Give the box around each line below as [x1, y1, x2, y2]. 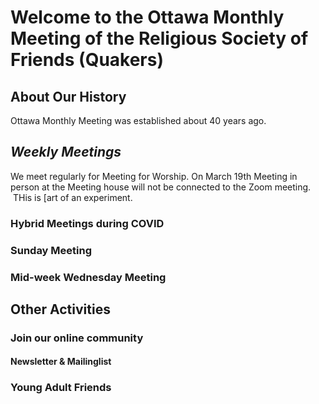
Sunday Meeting [10, 243, 93, 257]
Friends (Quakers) [10, 49, 164, 71]
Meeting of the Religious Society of [10, 27, 309, 50]
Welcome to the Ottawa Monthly [10, 6, 285, 29]
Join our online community [10, 331, 144, 345]
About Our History [10, 88, 127, 105]
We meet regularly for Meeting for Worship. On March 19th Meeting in [10, 170, 298, 182]
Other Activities [10, 301, 111, 318]
